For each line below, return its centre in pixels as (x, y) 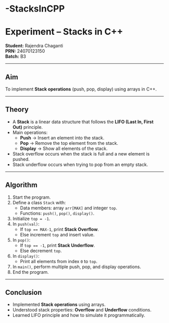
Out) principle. (27, 127)
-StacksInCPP (35, 9)
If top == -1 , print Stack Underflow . (58, 245)
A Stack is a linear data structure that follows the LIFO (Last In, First (83, 122)
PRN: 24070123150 (25, 51)
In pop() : (21, 240)
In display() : (26, 256)
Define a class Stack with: (39, 202)
